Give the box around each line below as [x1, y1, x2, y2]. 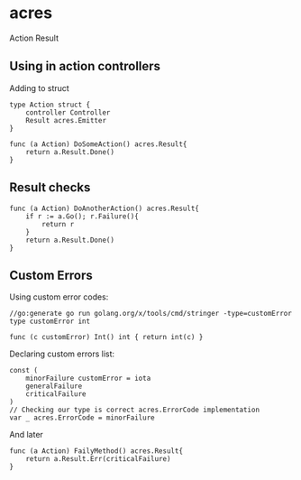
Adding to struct [9, 82, 69, 93]
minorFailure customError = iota [25, 374, 151, 383]
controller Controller [25, 107, 111, 117]
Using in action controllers [9, 59, 160, 74]
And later [9, 429, 43, 440]
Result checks [9, 180, 91, 196]
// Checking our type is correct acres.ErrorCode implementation [9, 405, 260, 415]
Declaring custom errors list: [9, 348, 115, 359]
